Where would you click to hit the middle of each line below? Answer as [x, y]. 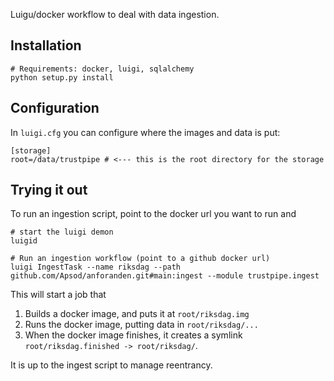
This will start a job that [58, 295]
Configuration [55, 108]
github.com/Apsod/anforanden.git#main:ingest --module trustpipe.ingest [165, 276]
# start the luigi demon [62, 232]
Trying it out [49, 190]
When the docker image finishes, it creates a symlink [133, 335]
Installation [46, 45]
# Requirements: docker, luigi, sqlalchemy [102, 69]
